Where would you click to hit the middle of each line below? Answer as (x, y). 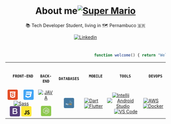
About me (56, 11)
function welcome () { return (125, 55)
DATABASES (69, 79)
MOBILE (96, 76)
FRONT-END (23, 76)
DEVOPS (155, 76)
